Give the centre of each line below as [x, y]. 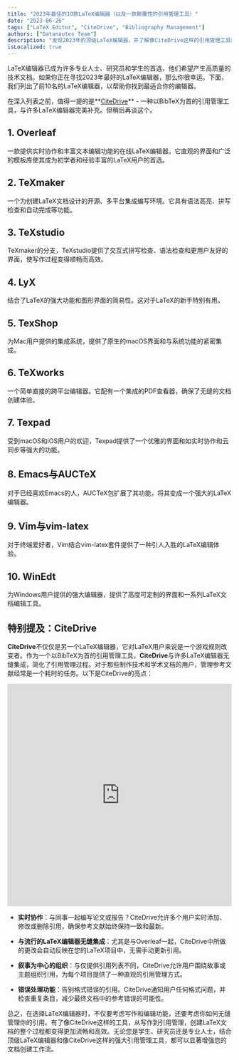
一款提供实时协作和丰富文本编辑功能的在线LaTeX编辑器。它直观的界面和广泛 [119, 151]
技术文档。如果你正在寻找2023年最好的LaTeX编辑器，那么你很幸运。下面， [117, 77]
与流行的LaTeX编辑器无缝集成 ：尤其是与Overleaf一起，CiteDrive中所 [118, 941]
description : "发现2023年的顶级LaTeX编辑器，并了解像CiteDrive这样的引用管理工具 [119, 41]
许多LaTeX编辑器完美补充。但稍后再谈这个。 [91, 110]
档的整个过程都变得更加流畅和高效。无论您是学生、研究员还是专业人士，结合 [119, 1031]
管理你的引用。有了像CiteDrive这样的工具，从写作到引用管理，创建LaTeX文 [117, 1022]
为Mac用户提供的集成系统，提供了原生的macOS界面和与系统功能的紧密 [112, 341]
